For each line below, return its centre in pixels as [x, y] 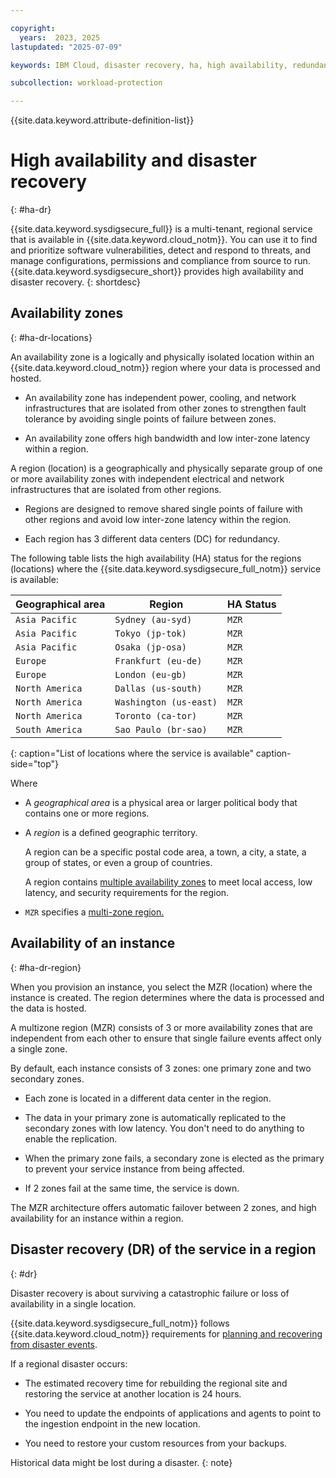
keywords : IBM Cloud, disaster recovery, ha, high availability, [149, 65]
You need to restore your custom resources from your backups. [156, 1443]
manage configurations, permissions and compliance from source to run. [160, 261]
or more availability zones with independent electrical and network [147, 478]
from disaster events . [54, 1344]
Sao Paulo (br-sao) [161, 729]
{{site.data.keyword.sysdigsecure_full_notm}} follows [120, 1323]
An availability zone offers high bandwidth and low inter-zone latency [167, 438]
